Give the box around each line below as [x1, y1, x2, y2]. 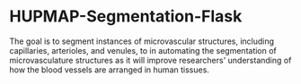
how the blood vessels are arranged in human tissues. [9, 64, 209, 75]
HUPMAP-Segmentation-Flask [9, 6, 243, 27]
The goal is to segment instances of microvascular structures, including [9, 36, 275, 46]
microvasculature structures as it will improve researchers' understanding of [9, 55, 292, 65]
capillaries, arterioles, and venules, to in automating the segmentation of [9, 45, 277, 55]
